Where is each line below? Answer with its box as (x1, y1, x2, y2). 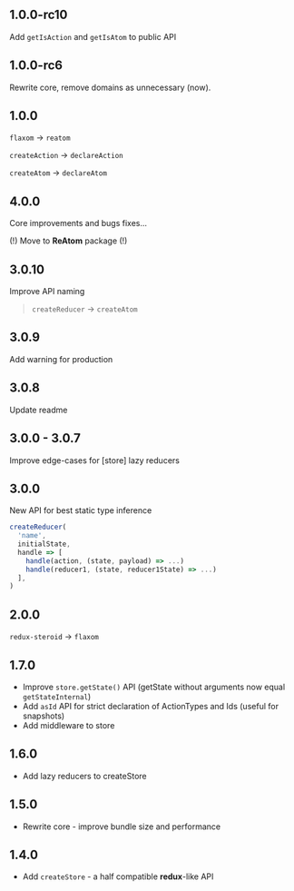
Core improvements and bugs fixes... (9, 218, 148, 229)
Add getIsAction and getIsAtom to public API (9, 31, 177, 42)
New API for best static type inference (9, 505, 152, 516)
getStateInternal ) (22, 690, 92, 702)
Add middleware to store (22, 719, 115, 730)
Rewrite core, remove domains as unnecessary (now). (9, 82, 211, 93)
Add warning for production (9, 353, 113, 364)
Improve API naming (9, 286, 85, 297)
